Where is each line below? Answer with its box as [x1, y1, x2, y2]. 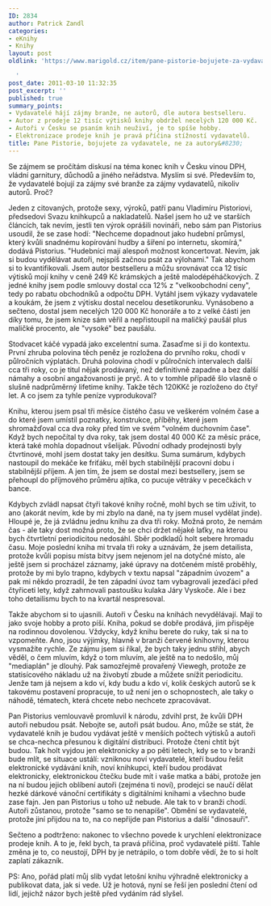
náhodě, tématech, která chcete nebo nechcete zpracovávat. [8, 695, 211, 705]
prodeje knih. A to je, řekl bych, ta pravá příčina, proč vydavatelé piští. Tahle [8, 838, 261, 848]
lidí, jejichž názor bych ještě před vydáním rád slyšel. [8, 888, 184, 898]
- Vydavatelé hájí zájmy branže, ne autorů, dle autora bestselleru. [8, 109, 248, 117]
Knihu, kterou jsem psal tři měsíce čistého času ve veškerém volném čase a [8, 406, 260, 416]
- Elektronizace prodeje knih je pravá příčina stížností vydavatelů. [8, 132, 251, 140]
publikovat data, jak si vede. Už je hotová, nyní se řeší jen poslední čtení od [8, 879, 258, 890]
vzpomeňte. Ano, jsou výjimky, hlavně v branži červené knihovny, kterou [8, 635, 249, 645]
